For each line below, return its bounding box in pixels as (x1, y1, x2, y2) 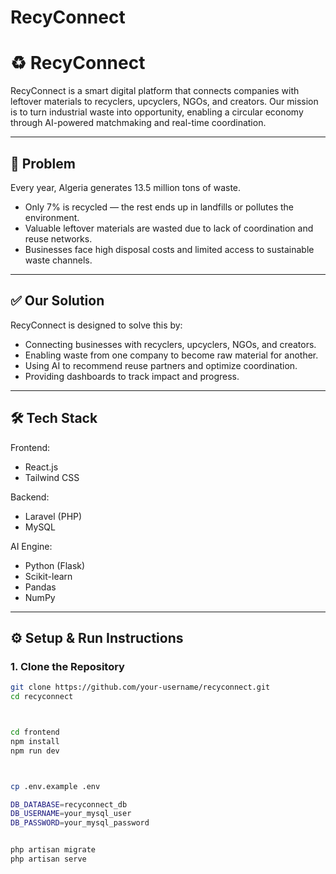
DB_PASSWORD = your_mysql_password (10, 818, 150, 828)
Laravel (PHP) (24, 510, 83, 522)
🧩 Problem (10, 155, 76, 172)
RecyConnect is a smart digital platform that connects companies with (10, 85, 300, 97)
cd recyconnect (10, 692, 74, 702)
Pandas (24, 581, 57, 593)
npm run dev (10, 746, 60, 756)
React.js (24, 461, 59, 473)
